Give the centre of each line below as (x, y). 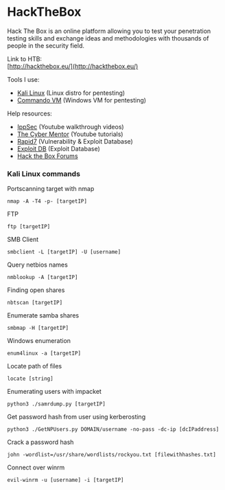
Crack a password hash (40, 442)
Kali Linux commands (44, 174)
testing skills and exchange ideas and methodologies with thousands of (108, 38)
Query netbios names (38, 265)
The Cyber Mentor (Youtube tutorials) (70, 134)
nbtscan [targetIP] (35, 303)
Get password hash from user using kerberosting (76, 417)
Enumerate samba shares (43, 315)
